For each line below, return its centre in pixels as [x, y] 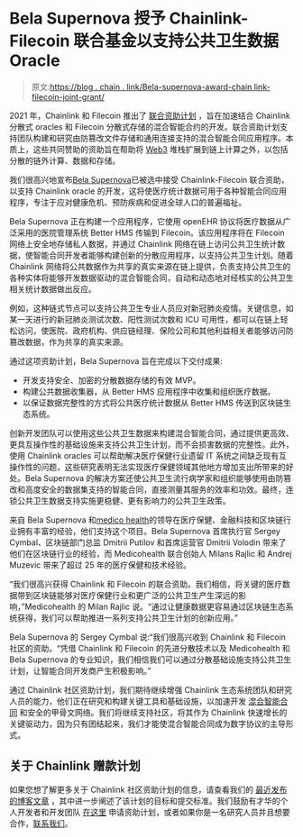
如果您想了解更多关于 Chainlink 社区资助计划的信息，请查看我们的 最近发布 [148, 789]
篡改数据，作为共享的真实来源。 [69, 341]
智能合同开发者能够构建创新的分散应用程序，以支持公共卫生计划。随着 [163, 255]
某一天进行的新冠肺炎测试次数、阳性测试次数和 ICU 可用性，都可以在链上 [145, 319]
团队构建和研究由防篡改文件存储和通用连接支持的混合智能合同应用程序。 [151, 138]
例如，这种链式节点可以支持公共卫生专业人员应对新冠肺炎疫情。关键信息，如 [151, 308]
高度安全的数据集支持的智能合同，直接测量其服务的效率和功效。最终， [155, 489]
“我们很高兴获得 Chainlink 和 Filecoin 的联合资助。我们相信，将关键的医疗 [146, 584]
